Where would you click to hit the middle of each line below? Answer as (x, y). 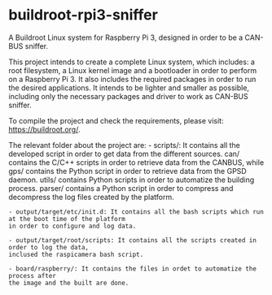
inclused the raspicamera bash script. (76, 254)
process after (33, 275)
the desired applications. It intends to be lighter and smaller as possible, (129, 88)
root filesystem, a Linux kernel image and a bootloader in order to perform (133, 70)
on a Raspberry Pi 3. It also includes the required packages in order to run (132, 79)
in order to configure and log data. (72, 226)
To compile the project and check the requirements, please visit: (116, 120)
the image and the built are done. (69, 283)
